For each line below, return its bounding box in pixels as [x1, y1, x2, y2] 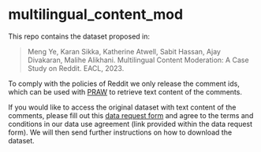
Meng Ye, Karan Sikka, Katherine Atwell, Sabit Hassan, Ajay [27, 46, 221, 56]
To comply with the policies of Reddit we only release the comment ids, [8, 79, 240, 88]
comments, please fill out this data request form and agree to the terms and [8, 110, 254, 120]
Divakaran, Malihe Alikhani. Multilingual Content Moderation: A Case [27, 55, 250, 65]
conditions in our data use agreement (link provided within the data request [8, 119, 253, 128]
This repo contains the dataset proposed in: [8, 32, 150, 41]
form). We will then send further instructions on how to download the [8, 128, 233, 137]
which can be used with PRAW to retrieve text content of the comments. [8, 87, 243, 96]
